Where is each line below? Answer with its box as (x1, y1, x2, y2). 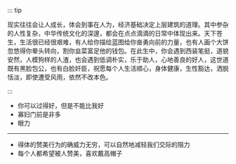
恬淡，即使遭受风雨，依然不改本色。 (7, 73, 112, 81)
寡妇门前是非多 (17, 110, 61, 118)
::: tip (7, 6, 22, 14)
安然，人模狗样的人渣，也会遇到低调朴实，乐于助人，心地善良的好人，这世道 (7, 55, 229, 64)
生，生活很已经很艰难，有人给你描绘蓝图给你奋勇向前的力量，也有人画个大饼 (7, 38, 229, 46)
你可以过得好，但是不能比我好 (17, 102, 104, 109)
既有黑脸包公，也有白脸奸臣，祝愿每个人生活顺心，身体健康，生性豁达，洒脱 (7, 64, 229, 72)
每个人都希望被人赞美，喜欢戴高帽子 (17, 149, 123, 157)
